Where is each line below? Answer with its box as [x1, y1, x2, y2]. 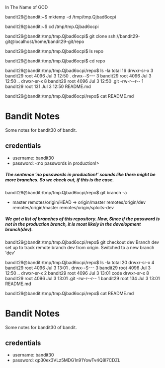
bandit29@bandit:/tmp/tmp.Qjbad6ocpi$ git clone [5, 33, 107, 39]
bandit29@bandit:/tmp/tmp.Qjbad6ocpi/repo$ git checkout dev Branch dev [5, 239, 160, 245]
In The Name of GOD [5, 4, 48, 10]
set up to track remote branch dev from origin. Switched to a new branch [5, 244, 155, 250]
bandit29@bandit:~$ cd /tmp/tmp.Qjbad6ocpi [5, 23, 99, 29]
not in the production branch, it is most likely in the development [5, 221, 141, 227]
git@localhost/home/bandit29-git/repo [5, 38, 84, 44]
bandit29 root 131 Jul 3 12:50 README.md [5, 83, 91, 89]
